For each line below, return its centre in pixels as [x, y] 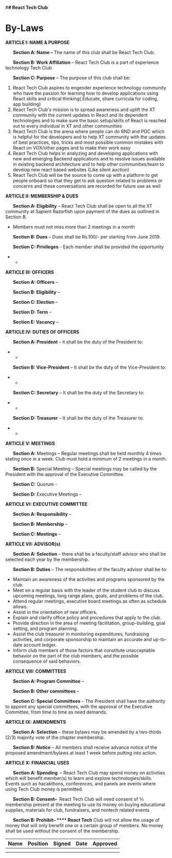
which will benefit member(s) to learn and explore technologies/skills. [79, 778]
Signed [62, 844]
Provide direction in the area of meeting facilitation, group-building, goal [89, 623]
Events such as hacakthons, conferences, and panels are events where [81, 783]
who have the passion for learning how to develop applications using [85, 93]
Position [38, 844]
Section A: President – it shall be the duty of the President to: [78, 342]
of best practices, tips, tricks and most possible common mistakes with [88, 142]
